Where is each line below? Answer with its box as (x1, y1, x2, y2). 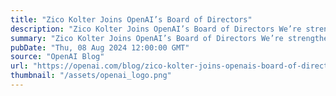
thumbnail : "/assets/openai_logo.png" (10, 71, 172, 81)
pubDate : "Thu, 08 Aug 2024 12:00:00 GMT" (10, 42, 190, 53)
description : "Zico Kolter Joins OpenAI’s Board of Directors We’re (10, 24, 302, 34)
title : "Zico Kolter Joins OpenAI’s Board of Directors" (10, 14, 253, 25)
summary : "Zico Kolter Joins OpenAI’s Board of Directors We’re (10, 33, 284, 43)
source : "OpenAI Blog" (10, 52, 105, 62)
